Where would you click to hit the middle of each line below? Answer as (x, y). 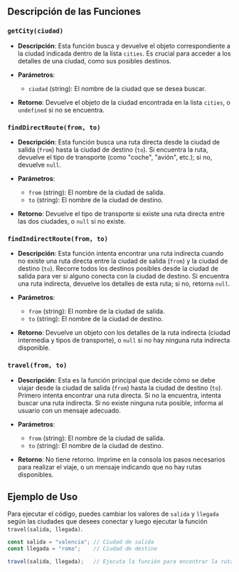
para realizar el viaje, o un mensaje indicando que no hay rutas (110, 467)
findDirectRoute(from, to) (54, 127)
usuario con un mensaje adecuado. (69, 410)
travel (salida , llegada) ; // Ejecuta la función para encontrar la (113, 562)
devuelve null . (39, 165)
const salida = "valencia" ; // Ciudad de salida (81, 542)
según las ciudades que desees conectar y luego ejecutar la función (107, 521)
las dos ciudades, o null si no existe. (72, 221)
